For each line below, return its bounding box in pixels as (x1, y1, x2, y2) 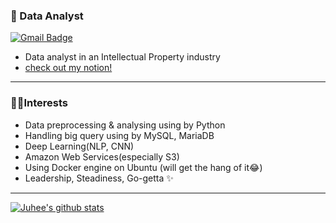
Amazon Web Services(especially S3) (24, 150, 180, 163)
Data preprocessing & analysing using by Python (24, 119, 226, 131)
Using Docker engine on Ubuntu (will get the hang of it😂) (24, 161, 263, 173)
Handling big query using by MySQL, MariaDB (24, 129, 215, 141)
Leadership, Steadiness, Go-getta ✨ (24, 172, 174, 184)
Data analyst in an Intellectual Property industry (24, 51, 221, 63)
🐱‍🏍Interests (10, 96, 69, 110)
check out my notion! (24, 62, 113, 74)
